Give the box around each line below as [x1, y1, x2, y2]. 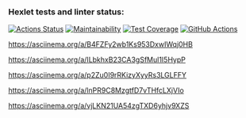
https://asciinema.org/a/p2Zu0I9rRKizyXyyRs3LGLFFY [8, 70, 187, 80]
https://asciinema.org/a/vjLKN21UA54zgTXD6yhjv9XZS [8, 101, 190, 111]
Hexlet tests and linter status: [8, 6, 125, 17]
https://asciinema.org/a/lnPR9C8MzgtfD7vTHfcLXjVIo [8, 86, 184, 95]
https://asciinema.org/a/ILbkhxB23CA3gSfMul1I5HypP [8, 55, 186, 65]
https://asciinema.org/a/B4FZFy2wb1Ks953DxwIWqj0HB [8, 40, 193, 49]
